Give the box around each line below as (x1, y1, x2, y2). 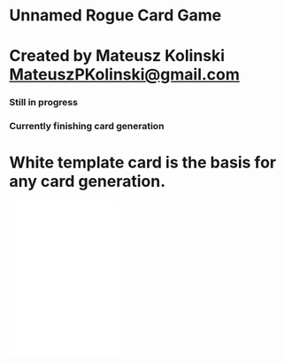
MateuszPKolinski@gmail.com (9, 65, 241, 85)
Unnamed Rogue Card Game (9, 5, 222, 26)
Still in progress (9, 97, 78, 109)
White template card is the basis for (9, 152, 277, 173)
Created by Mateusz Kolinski (9, 46, 226, 66)
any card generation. (9, 172, 166, 191)
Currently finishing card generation (9, 120, 165, 133)
